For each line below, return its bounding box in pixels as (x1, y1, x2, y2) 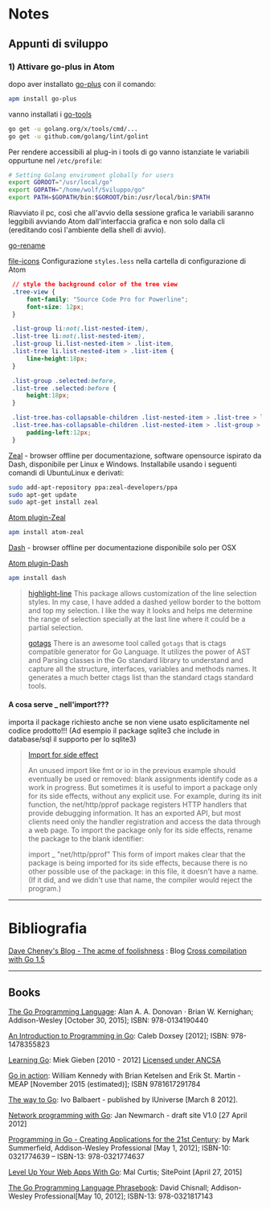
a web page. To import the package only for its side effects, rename (27, 825, 253, 835)
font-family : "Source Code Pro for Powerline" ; (26, 295, 189, 303)
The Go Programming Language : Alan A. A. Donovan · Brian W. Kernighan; (8, 1006, 254, 1016)
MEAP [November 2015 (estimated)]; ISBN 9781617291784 (8, 1079, 201, 1088)
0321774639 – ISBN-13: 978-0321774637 (8, 1151, 145, 1161)
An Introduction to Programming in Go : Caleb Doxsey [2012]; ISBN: (8, 1030, 229, 1040)
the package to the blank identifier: (27, 834, 145, 844)
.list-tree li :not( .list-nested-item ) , (11, 332, 146, 340)
